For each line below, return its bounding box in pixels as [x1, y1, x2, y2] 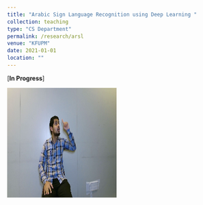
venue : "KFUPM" [7, 40, 51, 47]
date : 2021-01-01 [7, 47, 57, 54]
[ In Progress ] [7, 74, 45, 82]
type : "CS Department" [7, 25, 72, 32]
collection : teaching [7, 18, 69, 25]
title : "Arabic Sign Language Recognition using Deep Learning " [7, 11, 197, 18]
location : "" [7, 55, 44, 62]
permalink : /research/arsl [7, 33, 84, 40]
